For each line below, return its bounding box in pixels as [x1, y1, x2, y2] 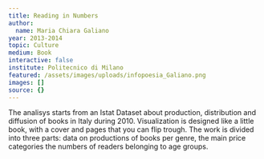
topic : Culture [8, 42, 59, 50]
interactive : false [8, 57, 74, 65]
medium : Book [8, 49, 52, 57]
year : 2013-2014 [8, 34, 63, 42]
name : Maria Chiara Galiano [15, 26, 110, 34]
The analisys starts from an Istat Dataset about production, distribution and [8, 108, 257, 117]
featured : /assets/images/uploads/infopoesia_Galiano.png [8, 71, 206, 79]
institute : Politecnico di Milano [8, 64, 124, 72]
